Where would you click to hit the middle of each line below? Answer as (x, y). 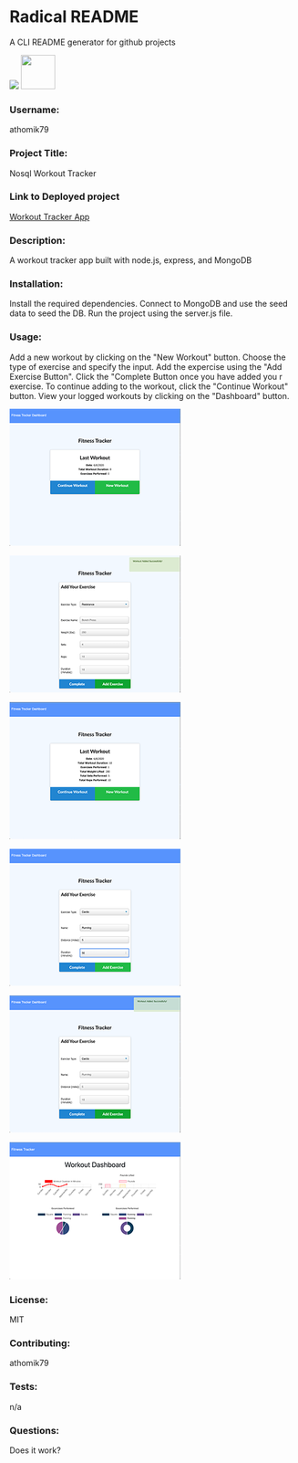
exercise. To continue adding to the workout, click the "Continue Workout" (149, 386)
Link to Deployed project (65, 196)
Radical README (74, 17)
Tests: (24, 1387)
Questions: (35, 1430)
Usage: (26, 337)
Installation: (36, 284)
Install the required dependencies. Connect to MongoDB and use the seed (149, 304)
